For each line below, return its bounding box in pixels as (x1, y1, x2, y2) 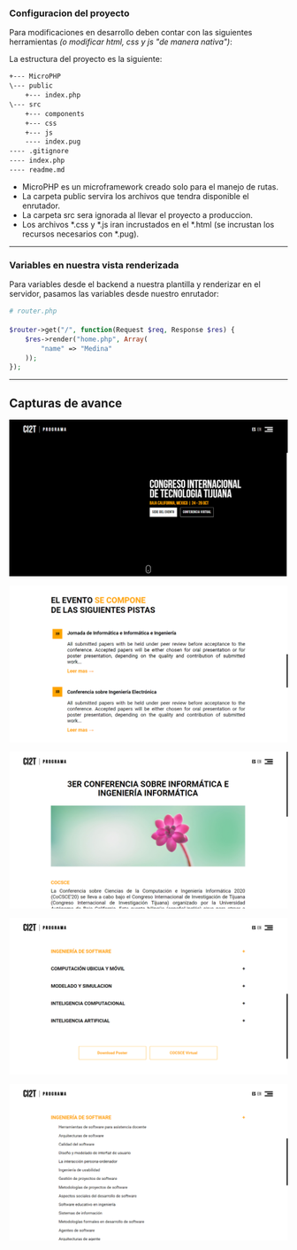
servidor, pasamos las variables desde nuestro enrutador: (9, 289, 219, 299)
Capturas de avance (9, 395, 122, 410)
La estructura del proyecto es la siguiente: (9, 54, 163, 65)
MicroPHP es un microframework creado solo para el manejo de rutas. (21, 181, 278, 192)
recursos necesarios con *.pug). (21, 229, 140, 239)
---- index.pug (25, 137, 81, 146)
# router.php (9, 307, 57, 316)
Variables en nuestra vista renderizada (9, 259, 179, 271)
